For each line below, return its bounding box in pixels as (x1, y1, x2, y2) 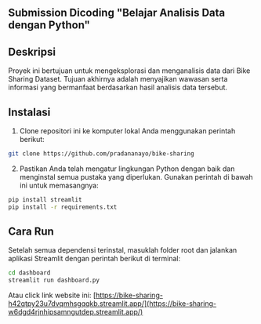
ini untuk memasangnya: (19, 180, 100, 190)
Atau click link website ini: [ (8, 290, 96, 300)
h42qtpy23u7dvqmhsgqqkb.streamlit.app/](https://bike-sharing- (8, 299, 217, 308)
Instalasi (8, 105, 51, 118)
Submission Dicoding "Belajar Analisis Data (8, 6, 226, 20)
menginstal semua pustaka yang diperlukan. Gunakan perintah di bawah (19, 172, 253, 181)
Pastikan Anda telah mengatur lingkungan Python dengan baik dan (19, 164, 235, 173)
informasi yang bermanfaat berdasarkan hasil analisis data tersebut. (8, 82, 228, 93)
